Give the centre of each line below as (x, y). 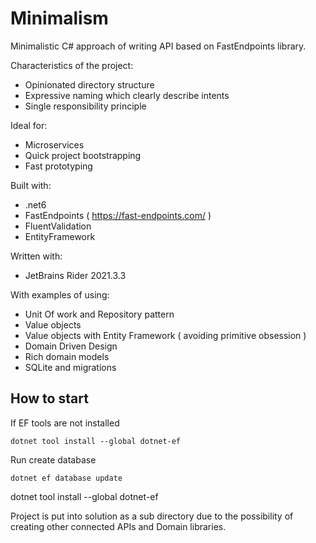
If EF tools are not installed (65, 423)
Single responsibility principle (85, 106)
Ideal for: (29, 125)
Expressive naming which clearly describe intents (127, 95)
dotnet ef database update (66, 478)
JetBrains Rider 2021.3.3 (75, 275)
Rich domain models (67, 356)
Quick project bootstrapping (83, 155)
